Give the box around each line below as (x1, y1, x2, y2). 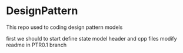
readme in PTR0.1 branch (6, 41, 66, 48)
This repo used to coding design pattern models (6, 24, 123, 31)
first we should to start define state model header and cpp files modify (6, 35, 178, 42)
